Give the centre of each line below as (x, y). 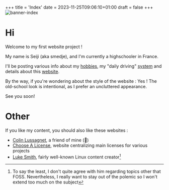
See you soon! (20, 96)
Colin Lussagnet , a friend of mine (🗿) (51, 140)
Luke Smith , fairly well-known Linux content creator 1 (67, 156)
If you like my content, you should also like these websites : (67, 130)
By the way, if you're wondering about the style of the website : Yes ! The (81, 81)
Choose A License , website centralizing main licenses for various (80, 145)
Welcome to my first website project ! (44, 47)
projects (21, 150)
